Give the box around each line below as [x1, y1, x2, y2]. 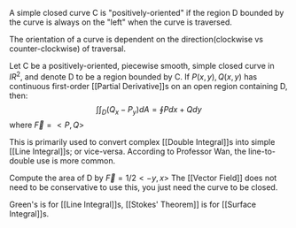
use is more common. [36, 156, 116, 166]
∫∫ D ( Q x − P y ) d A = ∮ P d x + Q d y [96, 103, 202, 117]
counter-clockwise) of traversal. [9, 43, 127, 54]
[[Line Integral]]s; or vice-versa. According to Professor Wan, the [9, 146, 246, 157]
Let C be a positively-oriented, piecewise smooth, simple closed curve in [9, 61, 275, 71]
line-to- [247, 146, 277, 157]
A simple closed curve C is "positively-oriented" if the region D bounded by [9, 8, 284, 18]
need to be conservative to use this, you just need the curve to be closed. [9, 182, 278, 193]
